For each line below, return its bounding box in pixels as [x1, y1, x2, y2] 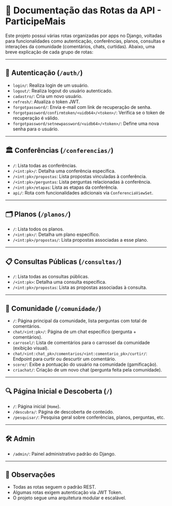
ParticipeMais [5, 15, 66, 27]
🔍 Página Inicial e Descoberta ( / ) [5, 387, 113, 396]
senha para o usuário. [12, 126, 59, 132]
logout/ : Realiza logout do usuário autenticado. [12, 87, 113, 94]
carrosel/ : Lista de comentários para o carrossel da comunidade [12, 340, 150, 345]
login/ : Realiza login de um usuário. [12, 82, 89, 88]
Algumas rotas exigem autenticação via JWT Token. [12, 490, 123, 496]
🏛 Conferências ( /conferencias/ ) [5, 146, 114, 155]
